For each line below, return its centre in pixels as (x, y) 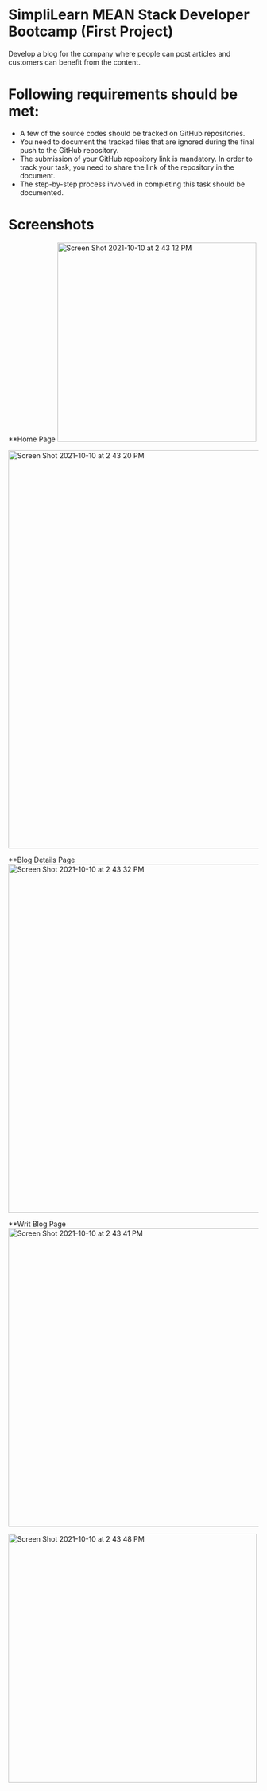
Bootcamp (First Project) (91, 31)
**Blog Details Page (42, 860)
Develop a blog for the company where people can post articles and (120, 53)
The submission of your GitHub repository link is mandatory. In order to (136, 159)
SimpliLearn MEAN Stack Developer (129, 15)
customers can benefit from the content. (74, 62)
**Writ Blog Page (37, 1224)
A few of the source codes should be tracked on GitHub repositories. (132, 133)
